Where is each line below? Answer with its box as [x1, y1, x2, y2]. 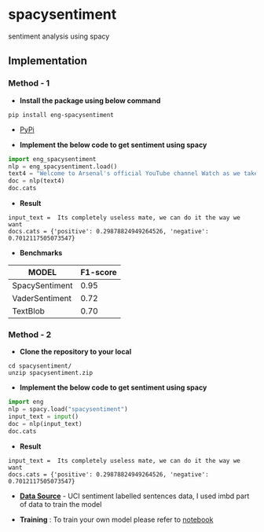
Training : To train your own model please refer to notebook [19, 515, 214, 524]
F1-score [80, 267, 118, 277]
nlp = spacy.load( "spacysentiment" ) [8, 405, 128, 413]
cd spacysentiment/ [8, 362, 72, 370]
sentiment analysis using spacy [8, 31, 110, 41]
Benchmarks [19, 248, 63, 257]
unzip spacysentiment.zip [8, 369, 93, 377]
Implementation [8, 54, 88, 68]
